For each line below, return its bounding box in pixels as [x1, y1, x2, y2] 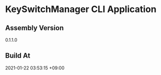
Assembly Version [5, 24, 64, 32]
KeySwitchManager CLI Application [5, 4, 156, 15]
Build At [5, 51, 31, 60]
